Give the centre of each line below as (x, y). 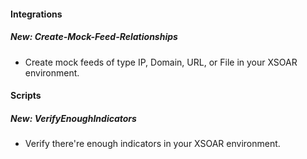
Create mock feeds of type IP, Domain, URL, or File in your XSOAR (161, 62)
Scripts (26, 96)
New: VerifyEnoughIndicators (73, 118)
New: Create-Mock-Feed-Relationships (94, 37)
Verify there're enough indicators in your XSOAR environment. (152, 144)
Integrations (36, 14)
